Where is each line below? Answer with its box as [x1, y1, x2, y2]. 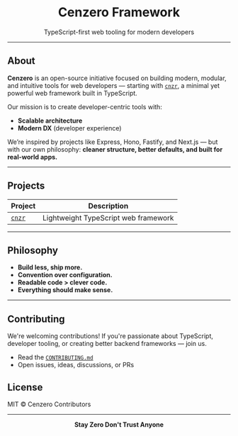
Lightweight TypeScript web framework [42, 213, 174, 223]
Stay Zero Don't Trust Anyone [74, 420, 164, 429]
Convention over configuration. [17, 271, 113, 279]
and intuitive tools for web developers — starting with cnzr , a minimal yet [7, 81, 220, 89]
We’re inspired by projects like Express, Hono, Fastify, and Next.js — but [7, 138, 218, 146]
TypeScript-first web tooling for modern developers [43, 28, 195, 36]
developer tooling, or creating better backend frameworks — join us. [7, 340, 207, 348]
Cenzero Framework [57, 4, 181, 21]
